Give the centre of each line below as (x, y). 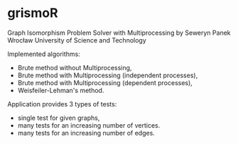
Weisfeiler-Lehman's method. (61, 90)
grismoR (33, 13)
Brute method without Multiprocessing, (75, 67)
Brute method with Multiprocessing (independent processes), (108, 75)
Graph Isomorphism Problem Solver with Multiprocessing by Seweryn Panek (119, 33)
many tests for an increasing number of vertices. (89, 125)
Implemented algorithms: (44, 54)
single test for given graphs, (59, 118)
